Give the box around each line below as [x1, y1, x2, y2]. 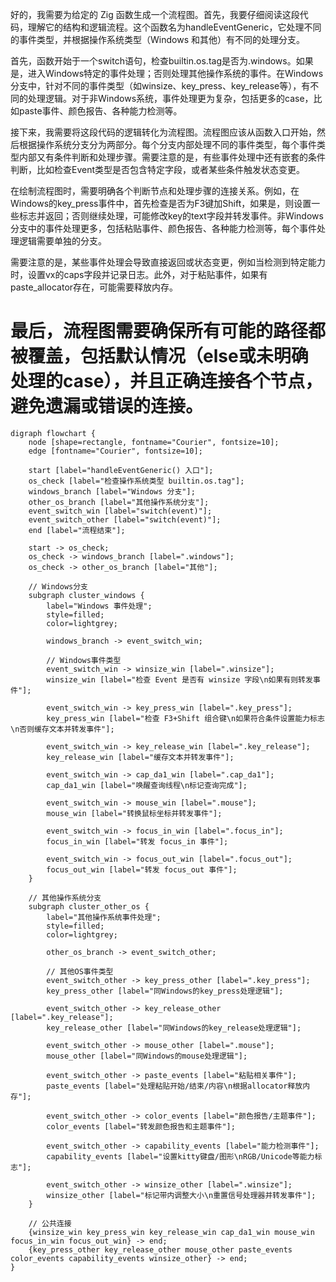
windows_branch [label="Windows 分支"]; [28, 486, 196, 497]
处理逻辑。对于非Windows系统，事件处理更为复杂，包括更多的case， [27, 93, 314, 104]
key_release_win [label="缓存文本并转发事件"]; [46, 752, 235, 762]
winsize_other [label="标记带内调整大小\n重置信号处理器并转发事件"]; [46, 1190, 317, 1200]
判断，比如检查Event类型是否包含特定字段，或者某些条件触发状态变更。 [10, 164, 306, 175]
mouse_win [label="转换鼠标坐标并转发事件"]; [46, 808, 223, 818]
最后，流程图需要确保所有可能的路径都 [10, 320, 327, 343]
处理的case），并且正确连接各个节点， [10, 370, 323, 393]
